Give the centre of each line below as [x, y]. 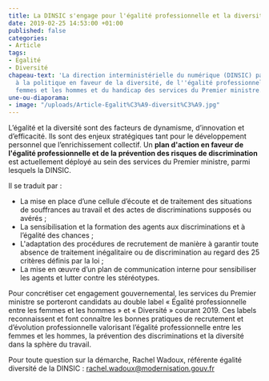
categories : [28, 38]
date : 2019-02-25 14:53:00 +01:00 [66, 23]
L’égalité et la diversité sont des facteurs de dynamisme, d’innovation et [126, 128]
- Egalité [25, 61]
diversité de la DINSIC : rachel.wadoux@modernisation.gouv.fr [111, 368]
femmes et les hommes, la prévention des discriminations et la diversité [126, 336]
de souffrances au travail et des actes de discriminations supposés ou [136, 210]
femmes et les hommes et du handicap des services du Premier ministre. [139, 90]
